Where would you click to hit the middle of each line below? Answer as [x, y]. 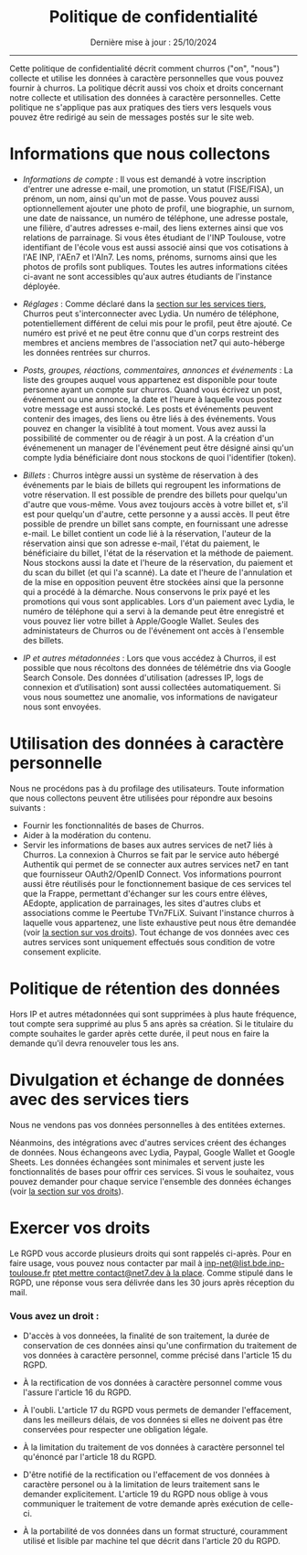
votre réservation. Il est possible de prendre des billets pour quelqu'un [155, 495]
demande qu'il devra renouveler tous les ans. [95, 1043]
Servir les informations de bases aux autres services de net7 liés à [148, 845]
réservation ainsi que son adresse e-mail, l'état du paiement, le [141, 543]
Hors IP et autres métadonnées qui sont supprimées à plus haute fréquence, [153, 1014]
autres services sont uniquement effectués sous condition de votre [149, 942]
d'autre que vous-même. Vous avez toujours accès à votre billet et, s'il [155, 504]
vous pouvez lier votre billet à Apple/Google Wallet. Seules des [141, 621]
